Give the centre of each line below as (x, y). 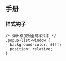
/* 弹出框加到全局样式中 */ (31, 36)
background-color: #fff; (36, 45)
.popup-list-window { (28, 40)
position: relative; (31, 49)
